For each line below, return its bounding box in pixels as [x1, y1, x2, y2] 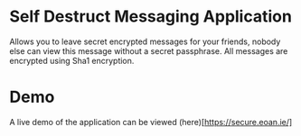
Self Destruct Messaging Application [9, 6, 292, 27]
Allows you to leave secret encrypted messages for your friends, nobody [9, 36, 281, 47]
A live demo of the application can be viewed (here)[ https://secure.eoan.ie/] [9, 116, 293, 127]
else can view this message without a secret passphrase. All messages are [9, 45, 288, 56]
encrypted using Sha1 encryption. [9, 55, 135, 66]
